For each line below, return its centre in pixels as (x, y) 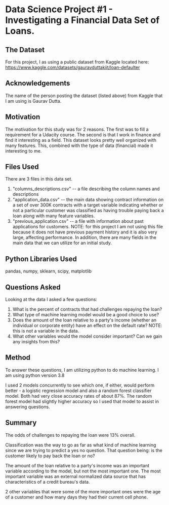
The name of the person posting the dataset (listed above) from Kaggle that (84, 96)
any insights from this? (36, 342)
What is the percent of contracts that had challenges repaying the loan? (87, 309)
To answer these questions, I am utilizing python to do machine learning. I (82, 370)
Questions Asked (33, 287)
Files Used (22, 167)
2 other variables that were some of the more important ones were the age (83, 491)
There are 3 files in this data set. (39, 179)
